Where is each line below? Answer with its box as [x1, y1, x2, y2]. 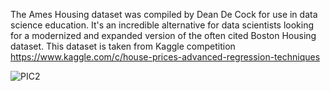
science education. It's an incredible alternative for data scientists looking [10, 19, 315, 31]
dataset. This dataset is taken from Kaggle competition [10, 40, 236, 52]
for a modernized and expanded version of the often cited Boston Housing [10, 30, 317, 41]
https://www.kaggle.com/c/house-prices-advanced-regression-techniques [10, 51, 321, 63]
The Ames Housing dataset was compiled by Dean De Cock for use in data [10, 9, 318, 20]
